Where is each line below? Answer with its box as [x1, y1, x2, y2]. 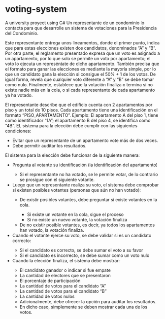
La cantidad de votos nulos [19, 293, 75, 299]
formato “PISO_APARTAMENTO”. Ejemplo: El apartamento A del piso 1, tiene [5, 112, 159, 118]
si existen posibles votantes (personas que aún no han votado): [12, 187, 141, 193]
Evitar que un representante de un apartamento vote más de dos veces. [12, 137, 159, 143]
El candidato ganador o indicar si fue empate [19, 267, 111, 273]
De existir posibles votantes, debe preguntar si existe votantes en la [19, 196, 158, 203]
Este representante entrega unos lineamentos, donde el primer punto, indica [5, 39, 160, 45]
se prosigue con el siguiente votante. [19, 177, 95, 182]
